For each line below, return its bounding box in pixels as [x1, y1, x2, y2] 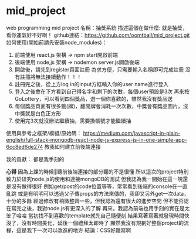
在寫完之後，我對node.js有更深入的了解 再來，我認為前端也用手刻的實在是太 [6, 204, 190, 211]
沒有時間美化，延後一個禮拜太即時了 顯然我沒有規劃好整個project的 [21, 219, 184, 226]
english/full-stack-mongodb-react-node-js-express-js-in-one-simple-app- [6, 136, 188, 143]
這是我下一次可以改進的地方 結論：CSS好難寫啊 [16, 227, 131, 234]
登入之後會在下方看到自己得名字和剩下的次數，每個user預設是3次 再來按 [14, 88, 190, 95]
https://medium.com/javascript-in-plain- [83, 129, 181, 136]
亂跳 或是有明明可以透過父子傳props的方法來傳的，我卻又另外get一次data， [6, 190, 190, 197]
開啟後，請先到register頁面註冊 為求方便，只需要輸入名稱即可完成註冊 [14, 66, 184, 73]
